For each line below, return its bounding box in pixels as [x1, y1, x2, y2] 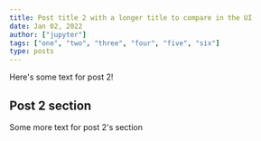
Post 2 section [9, 98, 92, 113]
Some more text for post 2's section [9, 121, 143, 132]
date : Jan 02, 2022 [9, 22, 83, 31]
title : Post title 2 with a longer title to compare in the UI [9, 13, 253, 23]
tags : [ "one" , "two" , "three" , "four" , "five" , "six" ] [9, 38, 220, 48]
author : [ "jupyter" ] [9, 30, 88, 39]
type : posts [9, 47, 54, 56]
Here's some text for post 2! [9, 71, 114, 82]
